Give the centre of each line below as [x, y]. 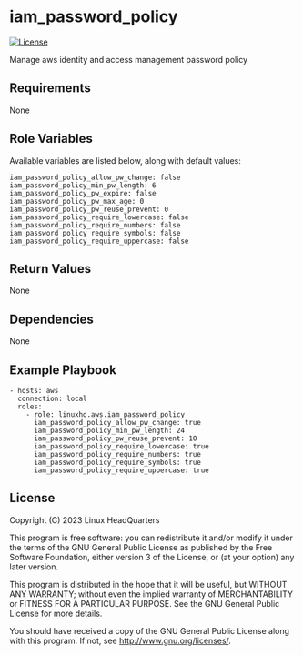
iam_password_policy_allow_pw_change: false [95, 177]
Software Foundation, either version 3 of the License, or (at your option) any [152, 557]
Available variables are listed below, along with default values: [125, 160]
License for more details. [56, 613]
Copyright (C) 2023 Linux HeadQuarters [85, 519]
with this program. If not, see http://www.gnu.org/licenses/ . [121, 640]
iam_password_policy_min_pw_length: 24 [109, 430]
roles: [30, 407]
